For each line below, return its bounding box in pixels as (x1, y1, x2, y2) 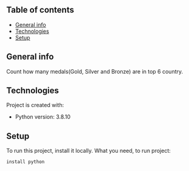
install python (6, 159, 45, 165)
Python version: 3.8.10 (15, 113, 71, 120)
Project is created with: (6, 102, 64, 109)
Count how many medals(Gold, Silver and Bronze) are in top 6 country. (6, 68, 184, 75)
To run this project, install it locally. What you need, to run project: (6, 147, 171, 155)
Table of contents (6, 5, 74, 15)
